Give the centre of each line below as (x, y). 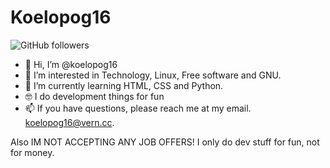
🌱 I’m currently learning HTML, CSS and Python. (124, 85)
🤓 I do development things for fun (94, 96)
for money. (32, 152)
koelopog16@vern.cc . (69, 122)
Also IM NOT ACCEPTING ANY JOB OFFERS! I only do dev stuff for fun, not (165, 142)
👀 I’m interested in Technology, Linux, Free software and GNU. (153, 75)
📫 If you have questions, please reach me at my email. (138, 108)
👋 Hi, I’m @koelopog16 (71, 64)
